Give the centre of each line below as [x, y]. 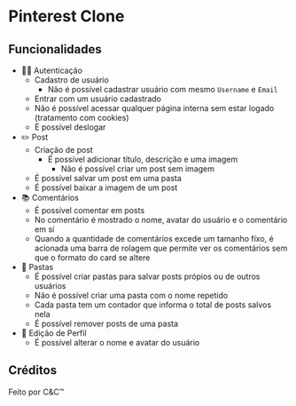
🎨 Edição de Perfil [54, 333]
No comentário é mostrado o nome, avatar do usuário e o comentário [161, 220]
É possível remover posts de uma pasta [106, 323]
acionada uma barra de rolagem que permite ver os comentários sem [161, 248]
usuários [50, 286]
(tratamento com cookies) [82, 118]
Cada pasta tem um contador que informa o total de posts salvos [153, 305]
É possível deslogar [70, 127]
